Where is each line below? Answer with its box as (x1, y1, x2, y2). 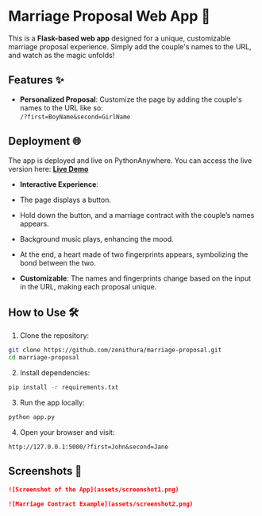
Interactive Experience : (19, 179, 99, 189)
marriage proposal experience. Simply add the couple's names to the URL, (8, 41, 252, 51)
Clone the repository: (19, 331, 90, 340)
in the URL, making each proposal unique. (19, 281, 157, 291)
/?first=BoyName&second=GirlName (19, 113, 131, 121)
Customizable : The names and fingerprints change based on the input (19, 274, 252, 283)
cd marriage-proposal (8, 354, 80, 362)
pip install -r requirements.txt (8, 383, 119, 392)
